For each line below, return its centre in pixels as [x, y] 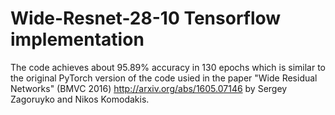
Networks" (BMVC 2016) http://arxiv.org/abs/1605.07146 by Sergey [149, 88]
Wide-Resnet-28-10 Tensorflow [146, 18]
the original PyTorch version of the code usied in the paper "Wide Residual [164, 78]
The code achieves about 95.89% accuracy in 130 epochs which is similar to [168, 67]
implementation [77, 39]
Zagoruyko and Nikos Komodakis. [80, 99]
